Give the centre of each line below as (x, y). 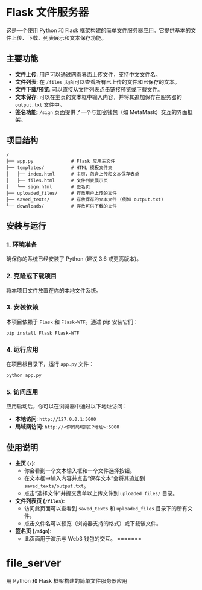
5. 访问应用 (22, 392)
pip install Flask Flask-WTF (43, 333)
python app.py (24, 376)
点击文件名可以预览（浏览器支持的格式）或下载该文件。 (93, 523)
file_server (34, 563)
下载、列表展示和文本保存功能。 (67, 37)
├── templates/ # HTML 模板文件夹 (59, 167)
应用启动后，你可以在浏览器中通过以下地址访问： (67, 406)
